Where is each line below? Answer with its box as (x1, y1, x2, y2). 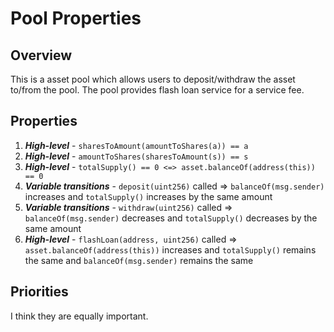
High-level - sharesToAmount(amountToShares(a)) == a (24, 139, 249, 151)
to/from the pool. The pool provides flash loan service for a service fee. (10, 84, 305, 96)
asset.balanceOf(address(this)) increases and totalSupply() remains (24, 243, 317, 256)
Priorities (10, 283, 69, 301)
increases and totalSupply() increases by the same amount (24, 190, 273, 202)
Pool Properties (10, 7, 142, 30)
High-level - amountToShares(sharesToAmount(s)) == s (24, 150, 249, 162)
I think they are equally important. (10, 310, 149, 322)
